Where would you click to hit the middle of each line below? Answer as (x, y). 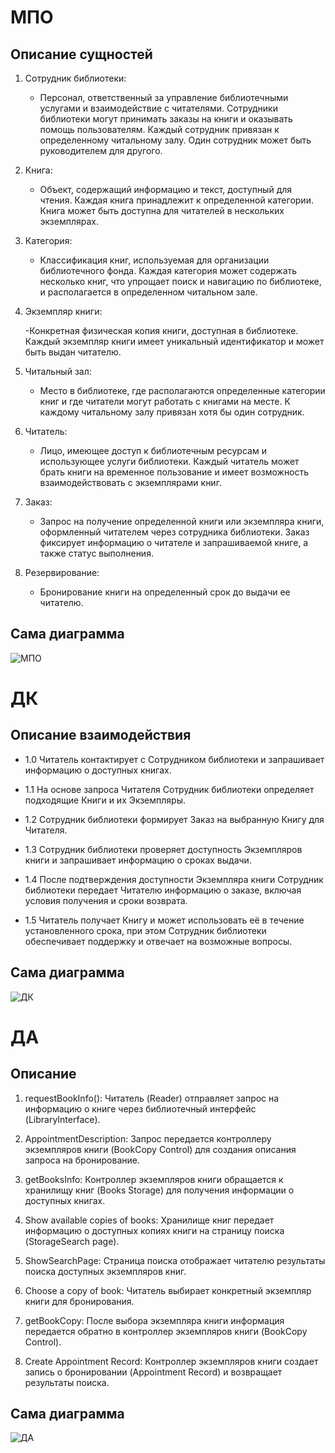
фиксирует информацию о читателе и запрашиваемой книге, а (174, 542)
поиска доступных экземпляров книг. (105, 1271)
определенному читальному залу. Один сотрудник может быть (175, 140)
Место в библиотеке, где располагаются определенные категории (182, 390)
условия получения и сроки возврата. (106, 900)
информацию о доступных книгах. (98, 770)
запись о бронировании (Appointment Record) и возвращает (153, 1372)
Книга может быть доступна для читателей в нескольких (162, 210)
